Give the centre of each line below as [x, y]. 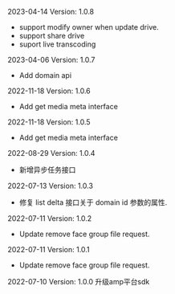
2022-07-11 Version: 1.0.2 [50, 218]
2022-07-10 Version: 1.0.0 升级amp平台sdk [79, 282]
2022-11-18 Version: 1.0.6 [49, 91]
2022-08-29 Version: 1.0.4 [51, 153]
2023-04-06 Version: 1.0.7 [51, 60]
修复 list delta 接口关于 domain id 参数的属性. [93, 202]
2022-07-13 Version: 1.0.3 [51, 186]
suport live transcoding [57, 44]
